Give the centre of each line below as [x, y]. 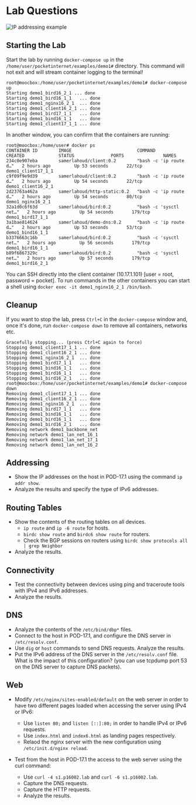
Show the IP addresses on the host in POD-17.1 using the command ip [98, 477]
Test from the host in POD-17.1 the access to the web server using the [98, 759]
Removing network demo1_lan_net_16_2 [52, 445]
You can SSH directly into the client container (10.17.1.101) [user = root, [90, 274]
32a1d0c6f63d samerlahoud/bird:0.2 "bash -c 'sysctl [93, 207]
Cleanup [22, 305]
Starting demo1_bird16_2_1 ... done [51, 93]
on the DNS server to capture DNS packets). [68, 667]
